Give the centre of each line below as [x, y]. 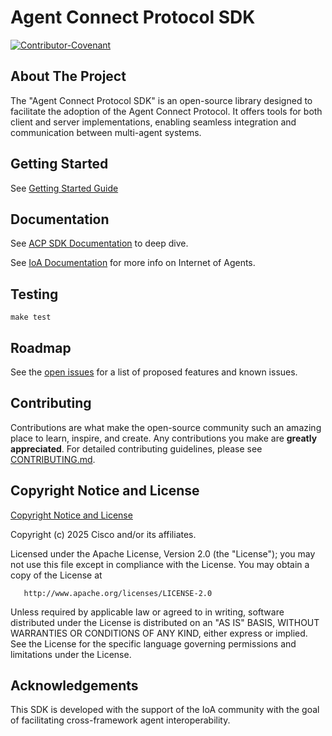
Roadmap [41, 347]
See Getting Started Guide [64, 188]
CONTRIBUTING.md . [53, 459]
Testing [34, 294]
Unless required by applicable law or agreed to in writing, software [147, 612]
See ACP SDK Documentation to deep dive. [99, 243]
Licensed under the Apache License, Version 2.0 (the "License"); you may [163, 553]
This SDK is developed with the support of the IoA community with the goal [165, 710]
